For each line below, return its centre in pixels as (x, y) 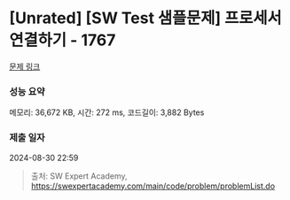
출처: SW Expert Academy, (79, 176)
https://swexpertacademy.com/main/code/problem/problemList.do (153, 186)
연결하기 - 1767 (63, 40)
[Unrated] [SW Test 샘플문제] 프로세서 (145, 18)
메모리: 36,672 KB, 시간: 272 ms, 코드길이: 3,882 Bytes (107, 112)
